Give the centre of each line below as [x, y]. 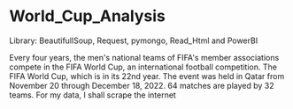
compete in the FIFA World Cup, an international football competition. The [143, 67]
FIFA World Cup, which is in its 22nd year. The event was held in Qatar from [147, 76]
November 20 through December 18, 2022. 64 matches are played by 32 [142, 85]
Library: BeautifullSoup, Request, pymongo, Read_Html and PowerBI [134, 40]
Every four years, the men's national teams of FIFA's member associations [144, 57]
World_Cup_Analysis [88, 16]
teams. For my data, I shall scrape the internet [93, 95]
